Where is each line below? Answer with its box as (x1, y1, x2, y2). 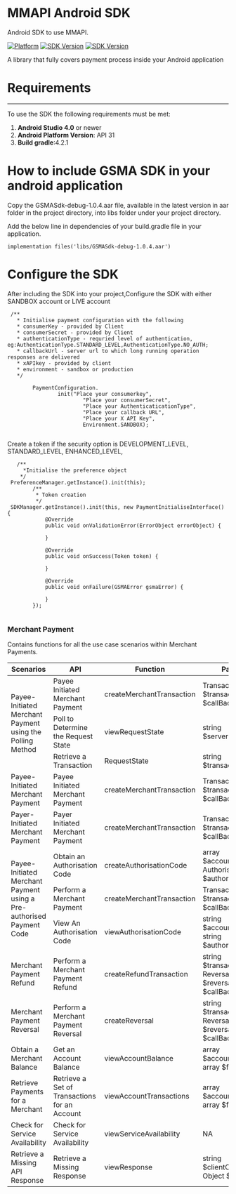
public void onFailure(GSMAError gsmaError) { (44, 583, 184, 590)
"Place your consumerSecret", (82, 397, 171, 404)
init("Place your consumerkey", (57, 390, 152, 397)
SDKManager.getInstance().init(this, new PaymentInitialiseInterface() (10, 503, 225, 510)
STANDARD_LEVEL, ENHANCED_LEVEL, (7, 447, 123, 456)
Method (11, 745, 37, 755)
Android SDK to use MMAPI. (7, 28, 89, 37)
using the (11, 727, 42, 737)
